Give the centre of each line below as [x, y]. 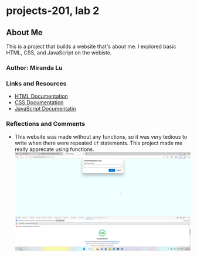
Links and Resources [36, 83]
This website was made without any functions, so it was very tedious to [101, 136]
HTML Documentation [41, 96]
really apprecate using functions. [55, 149]
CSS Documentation [39, 102]
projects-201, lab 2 [53, 11]
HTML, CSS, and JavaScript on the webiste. [59, 53]
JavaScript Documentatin [45, 109]
